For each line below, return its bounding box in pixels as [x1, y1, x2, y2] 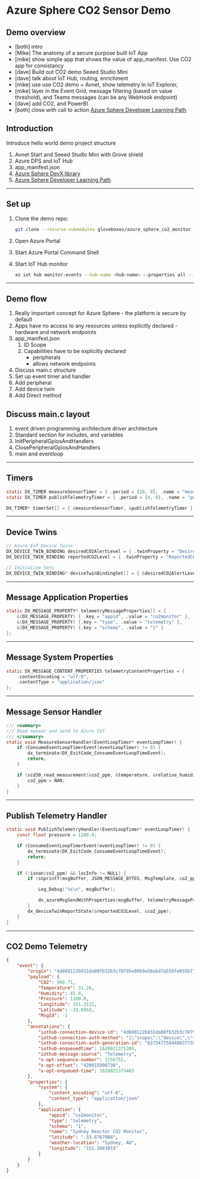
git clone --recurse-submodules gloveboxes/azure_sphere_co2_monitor [14, 226, 192, 232]
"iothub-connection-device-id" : [37, 1029, 118, 1035]
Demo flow [6, 294, 48, 304]
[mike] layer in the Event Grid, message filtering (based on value [14, 88, 173, 94]
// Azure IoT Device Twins [6, 543, 73, 549]
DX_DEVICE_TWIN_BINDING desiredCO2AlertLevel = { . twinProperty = [6, 548, 174, 554]
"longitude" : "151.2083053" [48, 1146, 118, 1152]
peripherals [32, 354, 61, 361]
